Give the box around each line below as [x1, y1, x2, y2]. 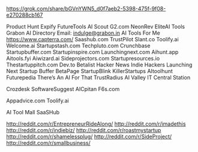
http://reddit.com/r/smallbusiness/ [6, 139, 91, 146]
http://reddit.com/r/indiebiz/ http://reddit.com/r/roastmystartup [6, 127, 161, 133]
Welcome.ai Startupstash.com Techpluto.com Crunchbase [6, 42, 151, 49]
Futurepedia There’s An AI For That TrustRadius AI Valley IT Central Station [6, 74, 191, 81]
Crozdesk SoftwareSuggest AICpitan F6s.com [6, 86, 120, 92]
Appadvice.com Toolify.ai [6, 97, 69, 104]
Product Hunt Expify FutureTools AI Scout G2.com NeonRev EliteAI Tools [6, 23, 185, 30]
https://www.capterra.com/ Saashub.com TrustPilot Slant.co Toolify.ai [6, 36, 179, 42]
